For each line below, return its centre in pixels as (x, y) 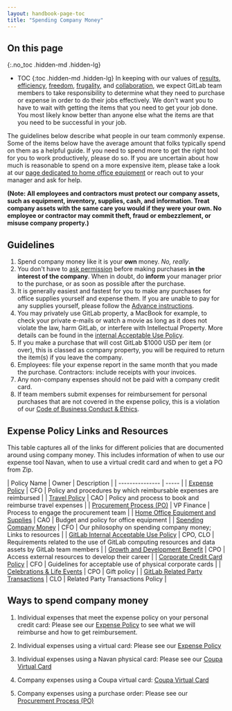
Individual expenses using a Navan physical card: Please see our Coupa (120, 659)
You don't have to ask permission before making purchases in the (111, 269)
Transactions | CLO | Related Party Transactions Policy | (87, 579)
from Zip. (20, 470)
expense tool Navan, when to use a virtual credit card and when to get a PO (115, 462)
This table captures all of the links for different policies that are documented (115, 447)
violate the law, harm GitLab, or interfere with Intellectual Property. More (120, 328)
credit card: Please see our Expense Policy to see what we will (106, 624)
